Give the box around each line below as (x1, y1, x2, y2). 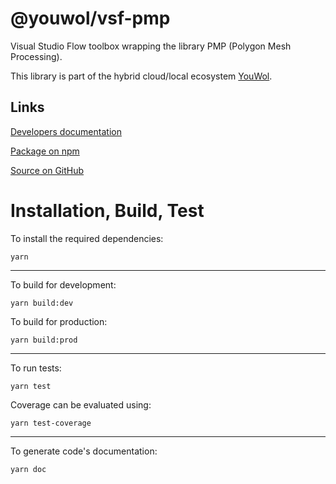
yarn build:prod (10, 335, 78, 345)
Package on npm (10, 145, 80, 157)
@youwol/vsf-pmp (10, 7, 171, 30)
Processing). (10, 50, 63, 62)
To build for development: (10, 278, 117, 291)
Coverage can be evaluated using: (10, 398, 152, 411)
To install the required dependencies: (10, 232, 164, 244)
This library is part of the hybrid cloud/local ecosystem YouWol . (10, 70, 273, 82)
